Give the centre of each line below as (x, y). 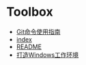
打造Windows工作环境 (47, 55)
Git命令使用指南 (38, 31)
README (29, 47)
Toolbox (30, 12)
